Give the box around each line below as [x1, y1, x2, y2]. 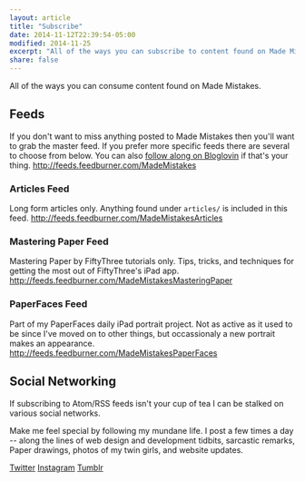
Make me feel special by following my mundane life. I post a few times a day [9, 425, 294, 436]
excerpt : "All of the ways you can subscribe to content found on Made [9, 47, 286, 56]
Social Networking [9, 374, 116, 389]
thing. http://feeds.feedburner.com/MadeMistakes [9, 160, 197, 171]
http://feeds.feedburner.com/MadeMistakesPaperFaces [9, 347, 218, 359]
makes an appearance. [9, 338, 95, 349]
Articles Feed [9, 182, 70, 195]
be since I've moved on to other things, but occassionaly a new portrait [9, 328, 275, 339]
